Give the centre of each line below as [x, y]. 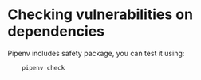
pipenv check [43, 68]
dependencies [56, 31]
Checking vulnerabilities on [100, 15]
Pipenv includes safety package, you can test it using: [96, 53]
